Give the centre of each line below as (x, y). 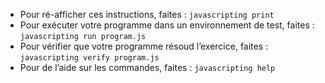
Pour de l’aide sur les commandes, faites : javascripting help (147, 67)
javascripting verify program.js (89, 58)
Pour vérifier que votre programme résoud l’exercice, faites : (144, 46)
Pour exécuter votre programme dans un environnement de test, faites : (167, 25)
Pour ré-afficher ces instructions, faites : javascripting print (147, 14)
